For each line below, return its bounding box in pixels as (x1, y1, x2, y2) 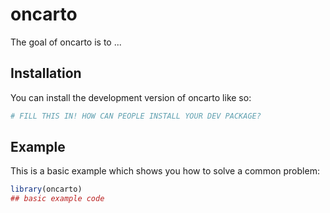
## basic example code (10, 194, 105, 204)
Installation (10, 65, 82, 82)
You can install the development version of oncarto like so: (10, 91, 252, 103)
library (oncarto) (10, 184, 83, 195)
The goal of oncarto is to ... (10, 36, 122, 48)
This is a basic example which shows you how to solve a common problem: (10, 165, 320, 177)
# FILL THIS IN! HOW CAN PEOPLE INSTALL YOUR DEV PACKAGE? (10, 111, 262, 121)
